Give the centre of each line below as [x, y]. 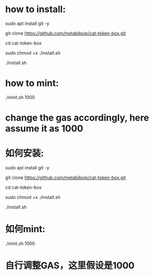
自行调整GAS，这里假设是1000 [70, 266]
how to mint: [32, 83]
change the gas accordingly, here [77, 118]
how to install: [35, 9]
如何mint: [25, 229]
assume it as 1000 [44, 129]
